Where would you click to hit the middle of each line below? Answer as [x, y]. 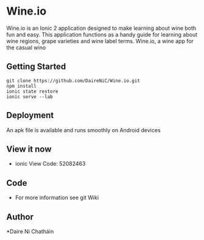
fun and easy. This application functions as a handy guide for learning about [102, 34]
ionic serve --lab [30, 97]
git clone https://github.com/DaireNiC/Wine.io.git [73, 80]
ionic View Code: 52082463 [50, 164]
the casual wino [26, 48]
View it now [29, 149]
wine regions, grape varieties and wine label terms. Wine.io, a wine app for [100, 41]
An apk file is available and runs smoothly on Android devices [83, 130]
